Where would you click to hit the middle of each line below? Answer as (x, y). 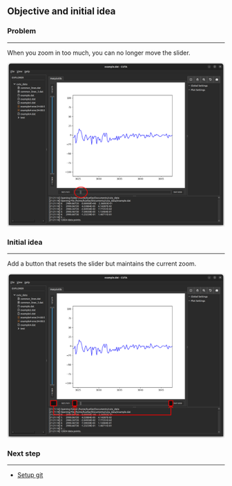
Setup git (30, 475)
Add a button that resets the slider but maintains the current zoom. (102, 264)
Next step (24, 454)
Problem (22, 31)
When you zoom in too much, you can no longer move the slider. (99, 53)
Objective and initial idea (61, 11)
